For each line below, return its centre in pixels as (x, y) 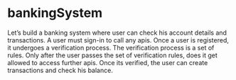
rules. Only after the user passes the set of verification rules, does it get (113, 55)
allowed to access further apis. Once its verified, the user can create (108, 62)
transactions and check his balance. (60, 70)
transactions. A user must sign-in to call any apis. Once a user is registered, (118, 40)
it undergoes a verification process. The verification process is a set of (111, 47)
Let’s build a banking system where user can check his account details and (117, 33)
